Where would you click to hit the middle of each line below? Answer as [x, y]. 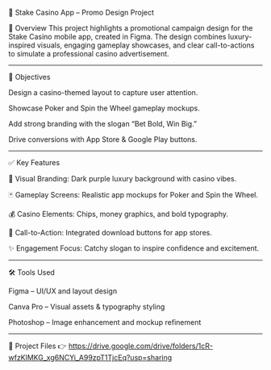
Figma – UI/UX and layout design [63, 291]
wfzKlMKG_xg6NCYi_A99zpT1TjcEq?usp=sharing [90, 358]
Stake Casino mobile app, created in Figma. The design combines [117, 37]
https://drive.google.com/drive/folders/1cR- [141, 346]
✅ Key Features [34, 162]
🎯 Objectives [29, 77]
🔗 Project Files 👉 [38, 346]
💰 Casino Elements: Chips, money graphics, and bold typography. [118, 214]
